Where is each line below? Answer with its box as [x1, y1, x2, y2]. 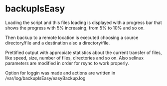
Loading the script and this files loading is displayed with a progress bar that [5, 19, 162, 25]
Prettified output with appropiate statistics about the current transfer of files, [5, 49, 162, 55]
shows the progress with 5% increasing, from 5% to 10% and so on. [5, 24, 145, 30]
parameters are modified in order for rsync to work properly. [5, 60, 129, 66]
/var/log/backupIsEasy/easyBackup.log [5, 75, 86, 81]
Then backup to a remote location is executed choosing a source [5, 34, 139, 40]
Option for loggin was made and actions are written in [5, 69, 116, 75]
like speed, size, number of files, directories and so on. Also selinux [5, 54, 144, 60]
